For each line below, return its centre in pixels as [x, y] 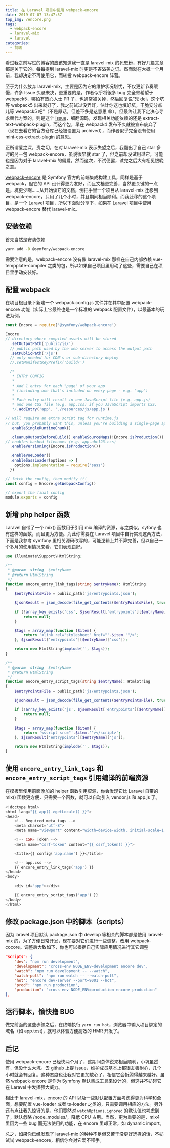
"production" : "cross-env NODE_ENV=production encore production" [86, 990]
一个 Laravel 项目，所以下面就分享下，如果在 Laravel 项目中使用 [85, 203]
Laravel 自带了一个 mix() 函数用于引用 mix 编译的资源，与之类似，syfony [81, 528]
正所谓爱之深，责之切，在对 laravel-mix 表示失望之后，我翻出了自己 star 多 [83, 147]
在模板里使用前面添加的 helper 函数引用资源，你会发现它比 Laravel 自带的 [82, 791]
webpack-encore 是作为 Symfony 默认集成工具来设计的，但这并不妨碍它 [86, 1081]
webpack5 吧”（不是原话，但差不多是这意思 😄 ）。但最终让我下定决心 [87, 111]
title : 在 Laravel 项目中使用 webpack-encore [52, 10]
